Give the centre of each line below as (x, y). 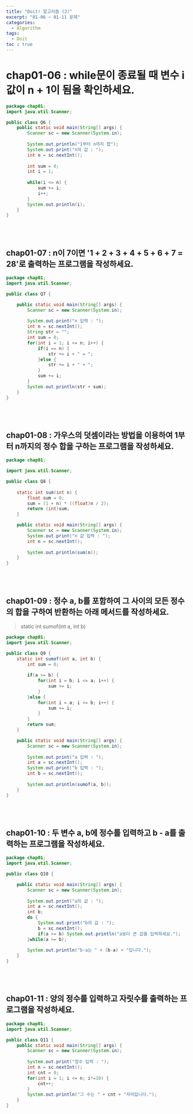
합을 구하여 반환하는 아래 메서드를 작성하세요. (92, 612)
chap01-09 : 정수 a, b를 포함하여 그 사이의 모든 (87, 601)
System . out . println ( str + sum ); (67, 386)
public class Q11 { (30, 1040)
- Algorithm (26, 28)
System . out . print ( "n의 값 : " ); (66, 150)
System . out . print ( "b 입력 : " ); (66, 768)
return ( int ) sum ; (48, 509)
